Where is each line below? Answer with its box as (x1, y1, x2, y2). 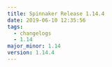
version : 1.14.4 (7, 50, 55, 57)
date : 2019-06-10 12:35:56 (7, 17, 86, 24)
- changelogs (13, 29, 52, 37)
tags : (7, 23, 23, 30)
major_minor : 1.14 (7, 43, 61, 50)
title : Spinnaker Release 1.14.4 (7, 10, 105, 17)
